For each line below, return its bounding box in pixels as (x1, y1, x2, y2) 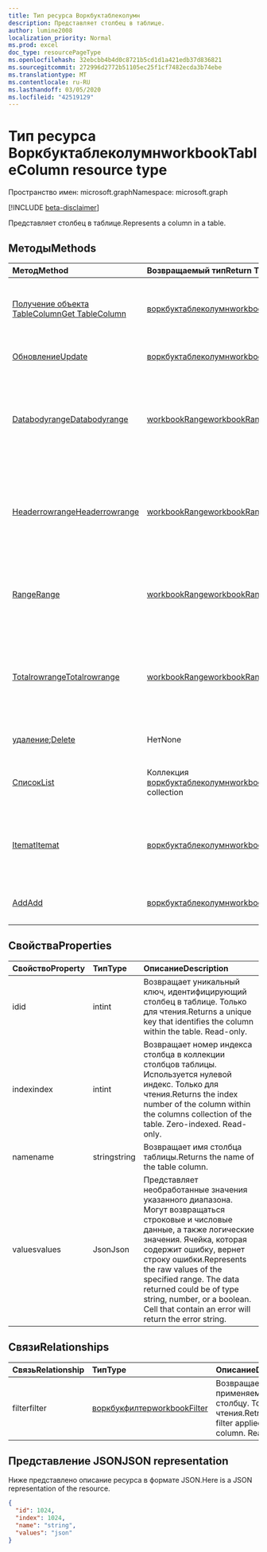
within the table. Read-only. (143, 1026, 248, 1037)
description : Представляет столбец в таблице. (8, 19, 165, 27)
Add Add (12, 897, 44, 908)
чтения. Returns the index (143, 1088, 238, 1099)
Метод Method (12, 265, 69, 275)
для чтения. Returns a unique (143, 1006, 252, 1017)
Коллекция (146, 767, 189, 778)
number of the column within (143, 1098, 251, 1109)
